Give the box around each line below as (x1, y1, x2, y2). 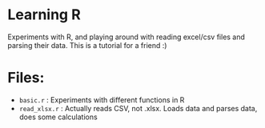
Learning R (7, 6, 81, 24)
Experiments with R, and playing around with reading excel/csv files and (7, 32, 246, 42)
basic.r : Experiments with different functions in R (18, 94, 185, 105)
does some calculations (18, 112, 98, 122)
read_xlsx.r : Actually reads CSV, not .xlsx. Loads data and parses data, (18, 103, 258, 113)
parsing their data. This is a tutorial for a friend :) (7, 40, 167, 50)
